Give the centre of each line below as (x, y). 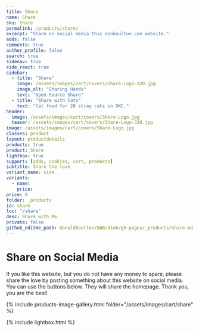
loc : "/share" (24, 211)
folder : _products (29, 200)
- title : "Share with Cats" (46, 100)
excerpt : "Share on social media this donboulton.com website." (88, 34)
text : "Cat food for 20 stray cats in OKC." (73, 106)
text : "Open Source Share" (50, 95)
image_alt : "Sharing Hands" (52, 89)
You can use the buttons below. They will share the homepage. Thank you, (98, 286)
